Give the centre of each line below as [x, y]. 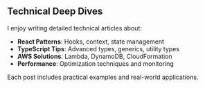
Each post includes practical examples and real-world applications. [103, 77]
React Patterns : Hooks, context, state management [91, 42]
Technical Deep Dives [55, 11]
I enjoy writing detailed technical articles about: [74, 28]
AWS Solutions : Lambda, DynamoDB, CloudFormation [95, 56]
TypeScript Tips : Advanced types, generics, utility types [98, 49]
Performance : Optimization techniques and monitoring [96, 63]
